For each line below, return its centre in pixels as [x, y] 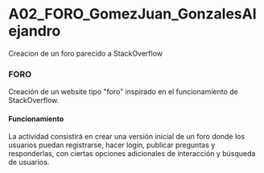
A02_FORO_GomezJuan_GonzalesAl [132, 14]
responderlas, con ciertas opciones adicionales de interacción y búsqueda [132, 154]
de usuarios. [29, 163]
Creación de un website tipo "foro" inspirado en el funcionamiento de [124, 92]
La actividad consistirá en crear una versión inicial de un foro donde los [127, 137]
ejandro [35, 31]
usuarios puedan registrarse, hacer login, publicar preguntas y [112, 145]
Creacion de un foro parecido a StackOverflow [86, 53]
